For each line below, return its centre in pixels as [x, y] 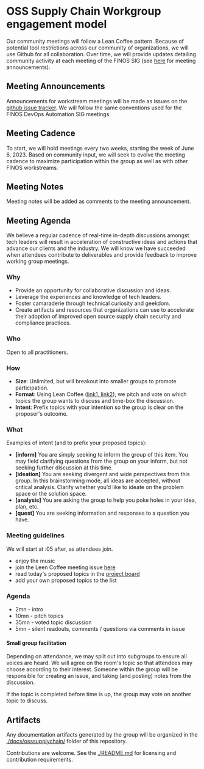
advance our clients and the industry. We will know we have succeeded [96, 248]
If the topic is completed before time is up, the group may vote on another [99, 694]
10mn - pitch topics [39, 616]
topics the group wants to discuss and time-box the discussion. [95, 401]
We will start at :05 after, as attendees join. [60, 549]
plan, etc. [27, 507]
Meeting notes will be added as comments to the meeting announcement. [99, 201]
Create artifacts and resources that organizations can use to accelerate [104, 310]
